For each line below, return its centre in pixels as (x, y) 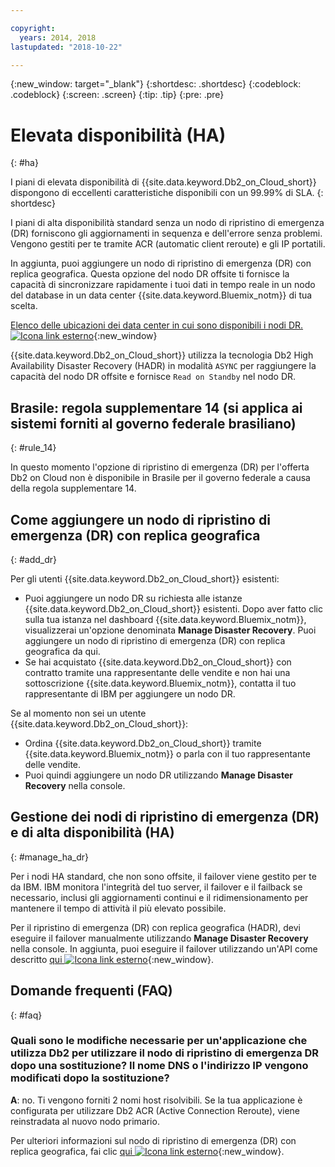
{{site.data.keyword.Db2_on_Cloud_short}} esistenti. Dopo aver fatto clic (173, 608)
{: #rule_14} (33, 448)
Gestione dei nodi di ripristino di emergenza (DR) (165, 817)
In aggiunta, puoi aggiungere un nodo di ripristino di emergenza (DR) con (161, 263)
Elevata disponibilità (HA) (118, 135)
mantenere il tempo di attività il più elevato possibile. (118, 908)
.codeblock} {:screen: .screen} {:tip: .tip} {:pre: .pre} (117, 95)
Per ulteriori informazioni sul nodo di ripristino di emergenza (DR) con (153, 1140)
